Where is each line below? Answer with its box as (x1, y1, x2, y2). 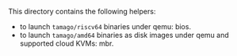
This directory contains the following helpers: (8, 7, 156, 16)
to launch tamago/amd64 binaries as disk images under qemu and (19, 31, 229, 39)
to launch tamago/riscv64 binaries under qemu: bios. (19, 22, 192, 31)
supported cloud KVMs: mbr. (19, 39, 114, 48)
